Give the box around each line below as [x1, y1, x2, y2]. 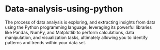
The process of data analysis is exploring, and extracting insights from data [5, 19, 156, 25]
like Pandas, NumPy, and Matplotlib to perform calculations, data [5, 29, 135, 35]
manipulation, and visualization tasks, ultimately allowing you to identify [5, 35, 148, 40]
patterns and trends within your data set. [5, 39, 86, 45]
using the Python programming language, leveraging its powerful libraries [5, 24, 152, 30]
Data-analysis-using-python [5, 3, 123, 14]
